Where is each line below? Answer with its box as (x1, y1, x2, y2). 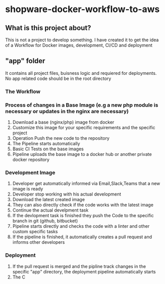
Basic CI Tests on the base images (12, 146, 84, 152)
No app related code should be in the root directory (5, 75, 111, 81)
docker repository (12, 157, 50, 163)
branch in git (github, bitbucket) (12, 218, 78, 224)
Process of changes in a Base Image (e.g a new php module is (5, 102, 158, 109)
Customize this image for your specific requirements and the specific (12, 125, 155, 131)
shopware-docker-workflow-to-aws (5, 4, 160, 15)
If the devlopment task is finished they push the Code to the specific (12, 213, 154, 219)
